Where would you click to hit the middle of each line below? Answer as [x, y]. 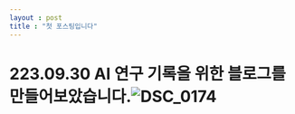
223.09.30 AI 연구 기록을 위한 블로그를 [148, 74]
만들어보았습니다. [71, 96]
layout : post [36, 18]
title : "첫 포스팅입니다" [53, 26]
